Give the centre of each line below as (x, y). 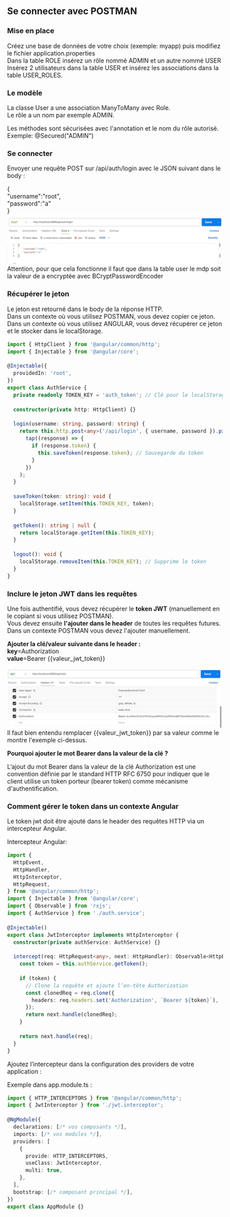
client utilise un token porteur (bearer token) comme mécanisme (98, 781)
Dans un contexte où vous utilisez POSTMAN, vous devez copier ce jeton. (111, 316)
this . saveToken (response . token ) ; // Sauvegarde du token (120, 453)
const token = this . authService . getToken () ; (84, 964)
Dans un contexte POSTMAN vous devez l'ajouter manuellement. (99, 630)
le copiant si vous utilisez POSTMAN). (61, 616)
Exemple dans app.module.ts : (50, 1084)
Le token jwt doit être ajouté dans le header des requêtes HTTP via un (106, 821)
